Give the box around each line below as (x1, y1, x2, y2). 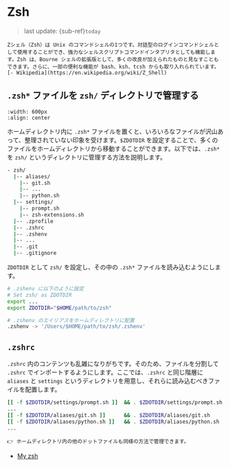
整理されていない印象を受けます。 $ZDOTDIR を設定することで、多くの (24, 135, 218, 144)
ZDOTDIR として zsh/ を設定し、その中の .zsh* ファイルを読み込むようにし (7, 263, 215, 271)
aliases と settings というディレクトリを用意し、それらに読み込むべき (7, 377, 209, 385)
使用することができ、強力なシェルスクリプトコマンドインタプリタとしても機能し (16, 49, 211, 56)
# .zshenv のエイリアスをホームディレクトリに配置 (7, 317, 135, 323)
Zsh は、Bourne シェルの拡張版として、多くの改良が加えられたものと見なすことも (16, 56, 219, 62)
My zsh (16, 452, 38, 460)
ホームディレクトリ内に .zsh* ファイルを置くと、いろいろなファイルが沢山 (7, 127, 218, 135)
